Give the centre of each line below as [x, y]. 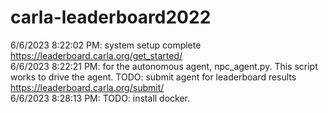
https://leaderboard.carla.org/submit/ [87, 87]
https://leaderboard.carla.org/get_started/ [96, 55]
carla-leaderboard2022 [111, 17]
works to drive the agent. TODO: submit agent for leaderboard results [153, 77]
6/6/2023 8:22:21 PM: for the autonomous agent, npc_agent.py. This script [164, 66]
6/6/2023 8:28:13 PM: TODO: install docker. [100, 98]
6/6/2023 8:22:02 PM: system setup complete [106, 45]
